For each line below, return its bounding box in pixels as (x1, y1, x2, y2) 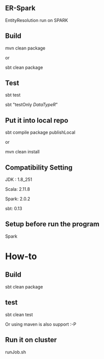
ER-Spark (5, 4, 36, 12)
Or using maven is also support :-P (5, 321, 76, 327)
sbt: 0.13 (5, 206, 22, 212)
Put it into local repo (5, 116, 69, 124)
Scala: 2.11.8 (5, 186, 30, 192)
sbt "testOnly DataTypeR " (5, 102, 58, 108)
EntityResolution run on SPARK (5, 17, 68, 23)
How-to (5, 251, 37, 262)
